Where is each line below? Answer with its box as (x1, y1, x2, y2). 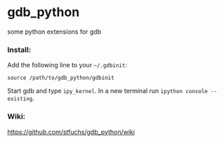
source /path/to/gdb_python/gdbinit (7, 74, 114, 81)
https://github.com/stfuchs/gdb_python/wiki (7, 128, 136, 136)
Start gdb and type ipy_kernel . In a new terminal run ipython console (7, 87, 209, 95)
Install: (7, 45, 32, 55)
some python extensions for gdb (7, 27, 102, 36)
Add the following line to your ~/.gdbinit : (7, 61, 128, 69)
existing (7, 95, 33, 102)
